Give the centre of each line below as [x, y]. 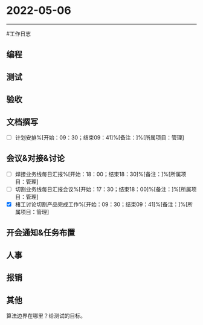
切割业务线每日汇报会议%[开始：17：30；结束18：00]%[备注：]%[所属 [103, 189]
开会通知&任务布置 [41, 233]
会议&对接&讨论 [36, 159]
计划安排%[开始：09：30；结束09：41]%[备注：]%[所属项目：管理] [99, 137]
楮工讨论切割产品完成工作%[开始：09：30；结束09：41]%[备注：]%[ [101, 204]
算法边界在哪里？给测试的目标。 [46, 315]
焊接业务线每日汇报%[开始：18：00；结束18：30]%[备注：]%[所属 [98, 174]
